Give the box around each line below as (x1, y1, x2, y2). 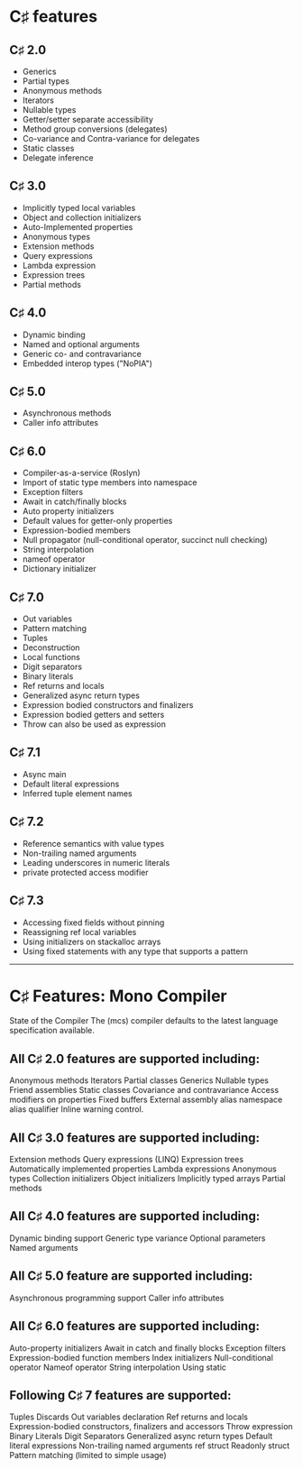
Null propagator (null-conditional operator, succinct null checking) (22, 535, 268, 546)
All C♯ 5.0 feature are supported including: (9, 1269, 253, 1284)
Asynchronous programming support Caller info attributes (9, 1292, 225, 1303)
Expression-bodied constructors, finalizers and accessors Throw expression (9, 1421, 293, 1432)
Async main (22, 768, 67, 779)
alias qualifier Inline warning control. (9, 1104, 144, 1115)
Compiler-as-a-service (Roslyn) (22, 467, 142, 479)
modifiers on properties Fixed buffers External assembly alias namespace (9, 1094, 283, 1106)
